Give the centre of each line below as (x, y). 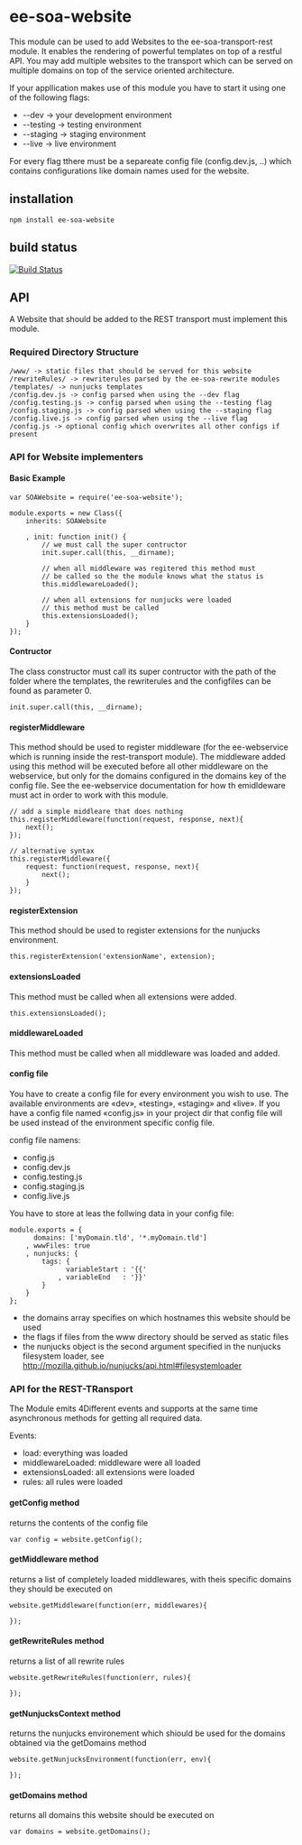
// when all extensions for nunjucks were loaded (137, 600)
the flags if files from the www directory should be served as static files (156, 1337)
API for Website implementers (77, 457)
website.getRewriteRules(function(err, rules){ (101, 1677)
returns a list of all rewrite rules (67, 1661)
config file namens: (45, 1140)
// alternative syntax (52, 851)
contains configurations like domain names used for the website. (129, 171)
